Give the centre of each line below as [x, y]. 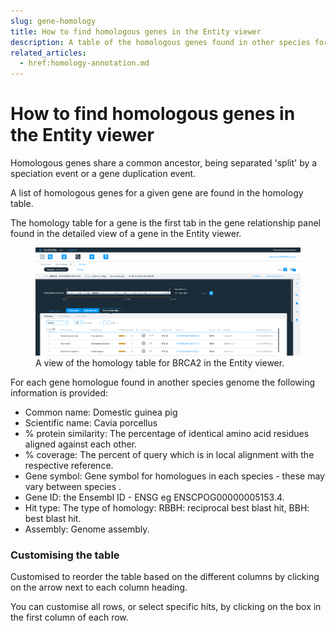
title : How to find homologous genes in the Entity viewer [136, 31]
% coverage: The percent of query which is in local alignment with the [169, 454]
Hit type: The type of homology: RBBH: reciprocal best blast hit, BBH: [167, 507]
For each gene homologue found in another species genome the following [162, 382]
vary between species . [73, 486]
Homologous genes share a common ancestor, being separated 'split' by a [164, 163]
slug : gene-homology [53, 21]
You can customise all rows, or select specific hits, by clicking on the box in [166, 607]
